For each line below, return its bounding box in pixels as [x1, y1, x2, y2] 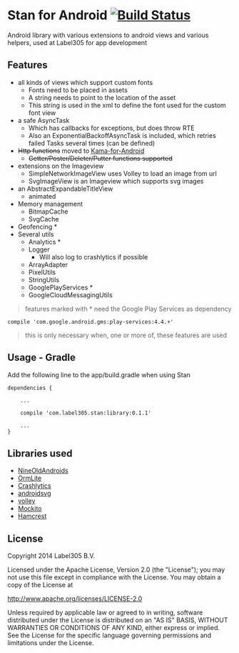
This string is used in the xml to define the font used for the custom [28, 101, 226, 109]
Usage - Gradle [7, 352, 76, 364]
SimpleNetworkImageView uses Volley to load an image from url [28, 169, 218, 178]
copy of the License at [7, 581, 73, 589]
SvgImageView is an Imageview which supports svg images [28, 176, 204, 185]
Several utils [17, 229, 54, 239]
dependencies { [7, 384, 53, 392]
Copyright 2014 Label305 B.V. [7, 552, 96, 560]
